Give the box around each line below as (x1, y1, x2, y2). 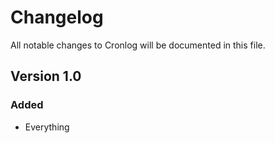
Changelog (10, 6, 104, 29)
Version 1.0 (10, 68, 82, 85)
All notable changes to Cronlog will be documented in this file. (10, 39, 266, 51)
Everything (24, 121, 70, 133)
